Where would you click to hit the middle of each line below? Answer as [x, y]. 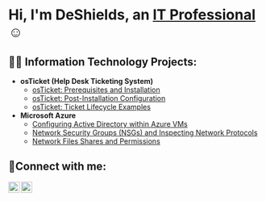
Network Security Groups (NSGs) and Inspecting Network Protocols [145, 132]
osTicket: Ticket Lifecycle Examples [91, 107]
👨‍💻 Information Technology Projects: [103, 62]
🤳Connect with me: [57, 167]
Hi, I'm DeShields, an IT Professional [132, 15]
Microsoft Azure [48, 115]
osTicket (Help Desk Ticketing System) [87, 81]
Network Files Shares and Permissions [96, 141]
